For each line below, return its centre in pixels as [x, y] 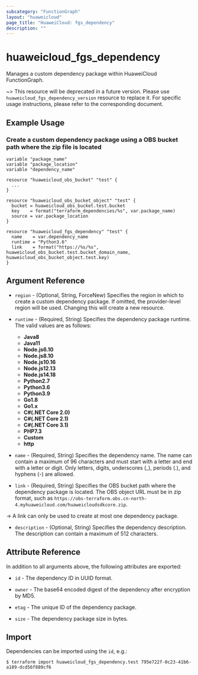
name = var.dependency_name [50, 237]
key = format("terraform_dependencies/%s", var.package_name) [94, 211]
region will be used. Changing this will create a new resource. [90, 308]
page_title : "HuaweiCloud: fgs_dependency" [61, 22]
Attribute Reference [43, 552]
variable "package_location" [42, 164]
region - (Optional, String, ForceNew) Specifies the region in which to [99, 295]
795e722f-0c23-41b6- [166, 662]
